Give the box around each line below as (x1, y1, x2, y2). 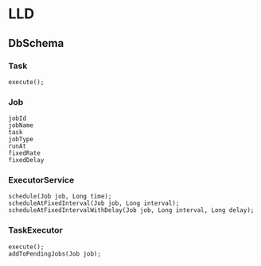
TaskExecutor (8, 225, 64, 236)
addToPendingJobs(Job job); (8, 249, 102, 258)
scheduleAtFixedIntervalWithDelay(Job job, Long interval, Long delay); (8, 206, 255, 214)
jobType (8, 136, 34, 144)
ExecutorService (8, 175, 75, 186)
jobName (8, 121, 34, 129)
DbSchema (8, 37, 64, 50)
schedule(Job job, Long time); (8, 192, 112, 201)
